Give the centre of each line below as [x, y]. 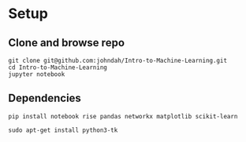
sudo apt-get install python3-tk [63, 130]
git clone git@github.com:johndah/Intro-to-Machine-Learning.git [117, 60]
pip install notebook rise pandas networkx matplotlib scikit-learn [123, 116]
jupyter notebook [37, 75]
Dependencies [45, 98]
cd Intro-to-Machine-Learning [58, 67]
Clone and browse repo [66, 43]
